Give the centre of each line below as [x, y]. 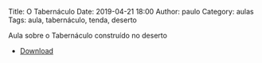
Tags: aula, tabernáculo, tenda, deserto [72, 20]
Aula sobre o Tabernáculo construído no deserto [88, 35]
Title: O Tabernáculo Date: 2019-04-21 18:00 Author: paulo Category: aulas [131, 12]
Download [37, 51]
